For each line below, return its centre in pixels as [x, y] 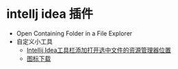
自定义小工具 [34, 41]
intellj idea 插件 [50, 14]
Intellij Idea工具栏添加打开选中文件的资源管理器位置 [99, 50]
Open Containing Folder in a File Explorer [74, 33]
